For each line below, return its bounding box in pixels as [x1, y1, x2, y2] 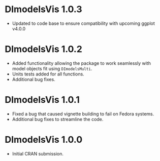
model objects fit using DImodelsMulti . [12, 65, 92, 71]
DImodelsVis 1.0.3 [5, 4, 82, 15]
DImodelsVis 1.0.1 [5, 94, 80, 106]
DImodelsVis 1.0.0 [5, 134, 83, 145]
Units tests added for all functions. [12, 71, 84, 77]
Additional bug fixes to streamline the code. [12, 116, 104, 122]
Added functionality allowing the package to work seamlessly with [12, 60, 151, 66]
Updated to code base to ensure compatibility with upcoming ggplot [12, 20, 155, 26]
